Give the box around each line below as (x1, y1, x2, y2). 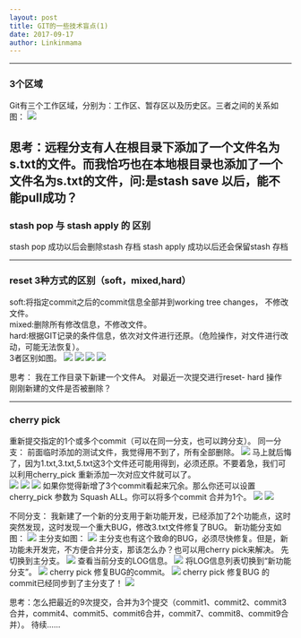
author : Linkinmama (9, 38, 82, 47)
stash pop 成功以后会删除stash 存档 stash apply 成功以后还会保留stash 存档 (9, 241, 288, 252)
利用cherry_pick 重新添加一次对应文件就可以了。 (16, 469, 196, 479)
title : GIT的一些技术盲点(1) (9, 22, 109, 30)
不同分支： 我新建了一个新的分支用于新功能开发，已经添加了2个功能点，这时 (9, 510, 291, 521)
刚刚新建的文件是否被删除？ (9, 383, 112, 393)
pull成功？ (21, 190, 78, 205)
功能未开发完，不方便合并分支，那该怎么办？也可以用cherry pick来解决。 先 (9, 544, 289, 555)
